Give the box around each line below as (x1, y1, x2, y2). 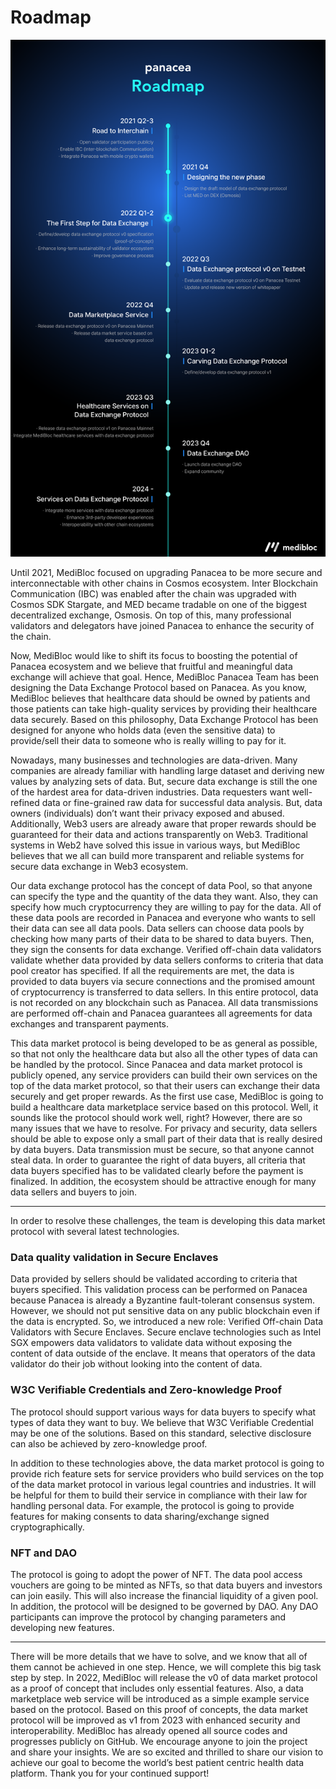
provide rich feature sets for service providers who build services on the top (10, 1467, 324, 1480)
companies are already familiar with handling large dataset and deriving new (10, 765, 325, 776)
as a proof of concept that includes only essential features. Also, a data (10, 1682, 304, 1694)
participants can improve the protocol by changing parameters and (10, 1611, 287, 1623)
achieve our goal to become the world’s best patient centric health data (10, 1756, 305, 1768)
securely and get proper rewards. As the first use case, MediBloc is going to (10, 1091, 324, 1102)
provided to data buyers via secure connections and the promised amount (10, 976, 316, 987)
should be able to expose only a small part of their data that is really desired (10, 1133, 323, 1145)
